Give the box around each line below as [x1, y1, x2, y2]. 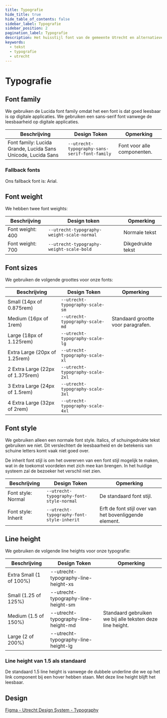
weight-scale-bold [48, 247, 92, 252]
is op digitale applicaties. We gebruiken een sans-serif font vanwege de [5, 113, 153, 120]
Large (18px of [7, 332, 43, 339]
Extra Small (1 [7, 571, 41, 578]
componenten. [118, 148, 153, 155]
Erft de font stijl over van [99, 505, 157, 512]
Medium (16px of [7, 315, 49, 322]
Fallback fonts [5, 167, 41, 174]
